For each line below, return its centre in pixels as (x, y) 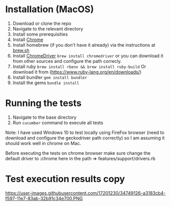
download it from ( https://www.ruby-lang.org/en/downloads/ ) (77, 72)
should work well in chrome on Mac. (43, 143)
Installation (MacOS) (50, 9)
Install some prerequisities (40, 34)
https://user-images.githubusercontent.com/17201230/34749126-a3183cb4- (85, 193)
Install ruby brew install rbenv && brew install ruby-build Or (79, 66)
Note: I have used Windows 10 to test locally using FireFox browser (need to (85, 132)
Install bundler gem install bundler (50, 77)
